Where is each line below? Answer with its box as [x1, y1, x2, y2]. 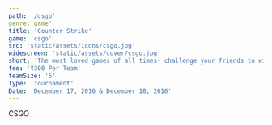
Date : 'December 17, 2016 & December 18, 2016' [8, 86, 172, 95]
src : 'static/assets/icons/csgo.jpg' [8, 42, 136, 50]
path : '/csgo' [8, 11, 57, 20]
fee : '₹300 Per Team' [8, 65, 82, 73]
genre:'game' [8, 19, 53, 27]
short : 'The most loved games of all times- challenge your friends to [8, 57, 255, 65]
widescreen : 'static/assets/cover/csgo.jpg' [8, 49, 161, 57]
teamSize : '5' [8, 72, 57, 80]
